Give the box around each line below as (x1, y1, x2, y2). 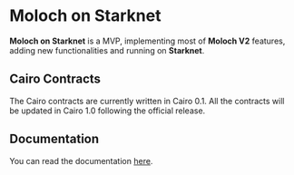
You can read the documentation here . (9, 155, 153, 166)
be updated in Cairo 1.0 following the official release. (9, 105, 206, 116)
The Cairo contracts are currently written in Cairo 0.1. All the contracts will (9, 95, 285, 106)
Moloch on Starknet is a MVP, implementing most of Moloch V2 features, (9, 35, 286, 46)
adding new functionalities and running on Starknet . (9, 44, 205, 55)
